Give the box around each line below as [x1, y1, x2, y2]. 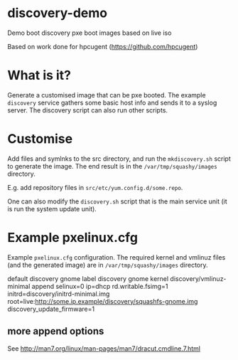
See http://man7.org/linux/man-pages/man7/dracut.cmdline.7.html [7, 344, 201, 353]
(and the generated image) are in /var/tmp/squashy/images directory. [7, 260, 208, 269]
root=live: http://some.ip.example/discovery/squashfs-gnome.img [7, 297, 198, 305]
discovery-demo [7, 5, 108, 21]
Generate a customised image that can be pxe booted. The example [7, 90, 206, 99]
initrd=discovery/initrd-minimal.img [7, 290, 110, 298]
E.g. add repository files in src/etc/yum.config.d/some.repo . [7, 183, 183, 191]
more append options [7, 325, 104, 337]
